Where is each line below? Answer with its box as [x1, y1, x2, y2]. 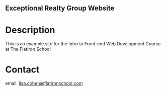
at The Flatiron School [5, 46, 51, 52]
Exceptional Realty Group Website [5, 4, 115, 13]
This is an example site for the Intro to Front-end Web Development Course [5, 41, 161, 47]
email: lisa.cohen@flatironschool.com [5, 80, 83, 86]
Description [5, 24, 55, 36]
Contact [5, 64, 40, 75]
